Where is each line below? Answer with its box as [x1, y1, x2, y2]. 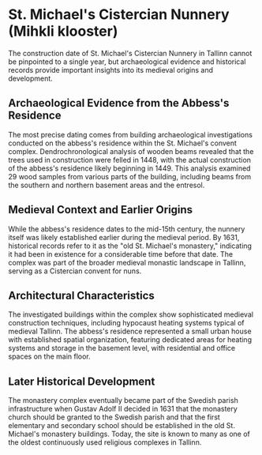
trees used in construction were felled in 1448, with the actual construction [8, 155, 251, 164]
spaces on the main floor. [8, 352, 91, 361]
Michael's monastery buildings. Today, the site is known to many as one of [8, 429, 250, 439]
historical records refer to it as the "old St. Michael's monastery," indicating [8, 241, 253, 250]
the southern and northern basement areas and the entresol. [8, 180, 205, 190]
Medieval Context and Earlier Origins [8, 203, 193, 216]
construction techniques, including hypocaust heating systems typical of [8, 318, 245, 328]
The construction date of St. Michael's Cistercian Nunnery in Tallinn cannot [8, 48, 253, 58]
